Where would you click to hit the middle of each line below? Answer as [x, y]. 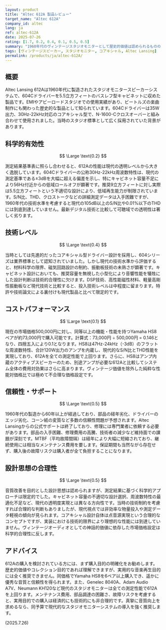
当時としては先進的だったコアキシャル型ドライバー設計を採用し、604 [76, 255]
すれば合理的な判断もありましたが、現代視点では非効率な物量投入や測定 [79, 509]
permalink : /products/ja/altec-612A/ [44, 56]
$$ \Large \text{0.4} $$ [83, 244]
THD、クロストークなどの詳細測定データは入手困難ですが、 [90, 197]
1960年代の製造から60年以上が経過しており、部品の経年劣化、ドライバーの [82, 414]
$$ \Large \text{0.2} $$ [83, 156]
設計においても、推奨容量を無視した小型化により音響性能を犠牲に [93, 273]
